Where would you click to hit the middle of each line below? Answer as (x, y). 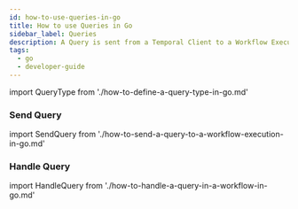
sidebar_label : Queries (53, 34)
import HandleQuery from (56, 186)
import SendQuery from (52, 135)
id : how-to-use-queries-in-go (65, 17)
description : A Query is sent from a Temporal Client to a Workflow (138, 42)
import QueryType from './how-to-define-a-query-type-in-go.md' (129, 92)
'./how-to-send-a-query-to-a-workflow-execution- (190, 135)
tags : (19, 50)
